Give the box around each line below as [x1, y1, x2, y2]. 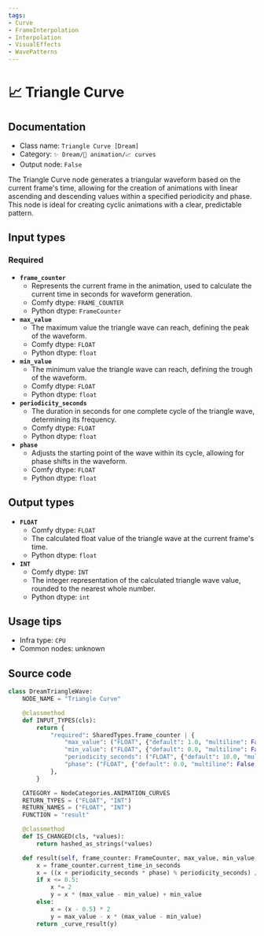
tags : [8, 11, 26, 20]
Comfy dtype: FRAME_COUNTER [31, 297, 124, 307]
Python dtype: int [31, 591, 90, 602]
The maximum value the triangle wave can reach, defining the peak [31, 322, 250, 332]
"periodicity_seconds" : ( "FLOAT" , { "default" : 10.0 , [64, 753, 241, 761]
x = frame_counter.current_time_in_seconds [36, 861, 181, 869]
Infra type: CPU [19, 636, 66, 645]
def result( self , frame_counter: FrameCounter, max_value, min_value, [22, 854, 258, 862]
